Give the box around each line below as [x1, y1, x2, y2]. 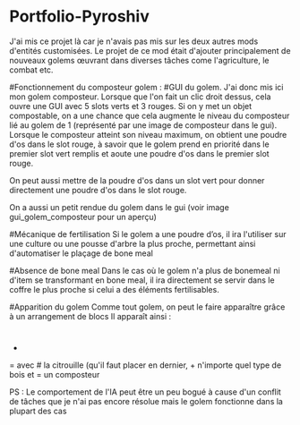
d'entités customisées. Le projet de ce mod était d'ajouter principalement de [9, 45, 291, 55]
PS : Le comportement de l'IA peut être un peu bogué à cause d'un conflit [9, 387, 282, 397]
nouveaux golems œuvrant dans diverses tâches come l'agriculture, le [9, 55, 270, 65]
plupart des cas [9, 405, 67, 417]
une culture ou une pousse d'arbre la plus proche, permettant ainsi [9, 238, 256, 249]
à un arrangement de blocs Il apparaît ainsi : [9, 310, 172, 321]
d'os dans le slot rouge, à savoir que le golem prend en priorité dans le [9, 139, 270, 149]
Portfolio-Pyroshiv [9, 6, 150, 27]
